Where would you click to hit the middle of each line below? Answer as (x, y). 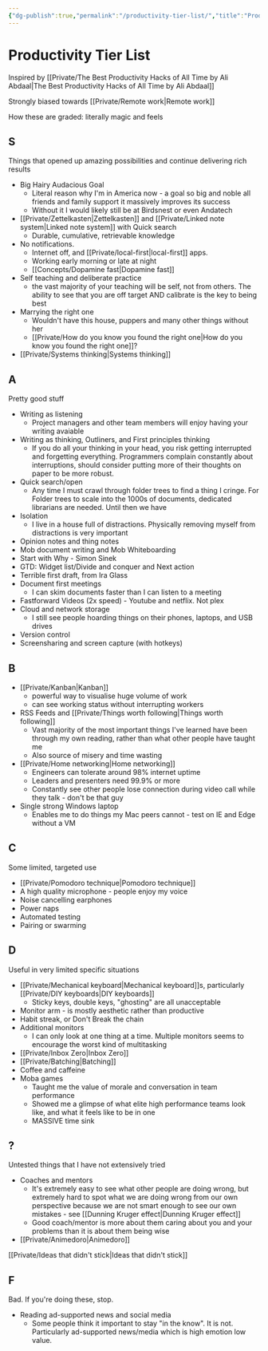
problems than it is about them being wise (100, 1231)
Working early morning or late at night (94, 261)
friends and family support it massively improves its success (131, 202)
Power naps (39, 908)
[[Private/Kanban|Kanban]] (64, 687)
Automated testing (50, 916)
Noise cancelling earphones (66, 899)
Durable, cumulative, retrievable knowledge (103, 235)
